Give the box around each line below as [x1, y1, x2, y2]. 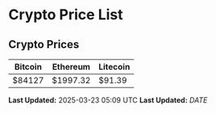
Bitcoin [14, 62, 43, 72]
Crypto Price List [8, 6, 123, 24]
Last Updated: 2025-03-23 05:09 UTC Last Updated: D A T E [8, 95, 208, 105]
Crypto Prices [8, 38, 80, 51]
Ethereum [52, 62, 91, 72]
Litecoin [98, 62, 131, 72]
